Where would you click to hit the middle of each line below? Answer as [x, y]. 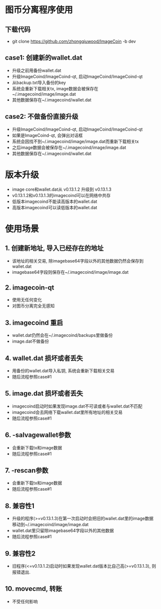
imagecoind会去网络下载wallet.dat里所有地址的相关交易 [67, 412]
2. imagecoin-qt [30, 288]
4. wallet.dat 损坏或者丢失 [44, 358]
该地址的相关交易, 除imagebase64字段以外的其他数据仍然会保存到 [78, 261]
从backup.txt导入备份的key [39, 82]
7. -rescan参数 [27, 470]
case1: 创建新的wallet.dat [44, 58]
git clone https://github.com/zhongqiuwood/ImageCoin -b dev [74, 41]
